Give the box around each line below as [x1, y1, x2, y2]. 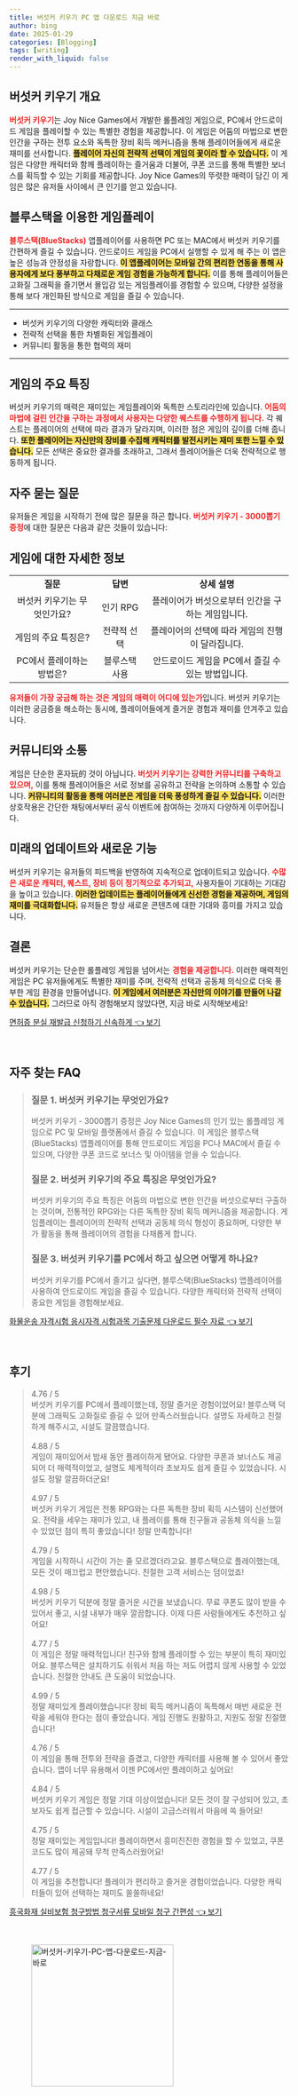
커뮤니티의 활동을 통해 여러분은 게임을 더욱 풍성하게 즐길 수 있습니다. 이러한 [27, 790, 286, 801]
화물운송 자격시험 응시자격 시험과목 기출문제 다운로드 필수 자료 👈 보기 [9, 1316, 253, 1326]
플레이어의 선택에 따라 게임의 [150, 625, 264, 637]
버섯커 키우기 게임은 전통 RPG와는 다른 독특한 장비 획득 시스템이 [30, 1503, 253, 1514]
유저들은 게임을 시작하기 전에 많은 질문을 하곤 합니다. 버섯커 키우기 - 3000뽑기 [9, 511, 281, 522]
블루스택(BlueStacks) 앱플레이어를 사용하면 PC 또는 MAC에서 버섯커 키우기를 [9, 234, 281, 245]
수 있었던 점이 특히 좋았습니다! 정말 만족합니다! [30, 1525, 192, 1536]
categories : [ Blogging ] [9, 37, 98, 47]
